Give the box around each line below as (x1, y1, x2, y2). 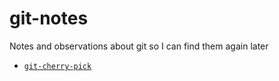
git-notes (9, 7, 89, 30)
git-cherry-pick (23, 61, 92, 71)
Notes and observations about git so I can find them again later (9, 40, 269, 52)
